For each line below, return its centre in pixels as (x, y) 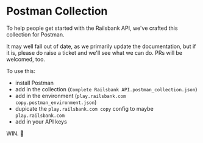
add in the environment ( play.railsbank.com (70, 96)
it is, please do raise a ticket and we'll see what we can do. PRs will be (94, 52)
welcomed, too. (26, 59)
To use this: (21, 71)
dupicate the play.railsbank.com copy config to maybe (84, 108)
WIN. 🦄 (15, 133)
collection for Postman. (35, 34)
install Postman (34, 83)
